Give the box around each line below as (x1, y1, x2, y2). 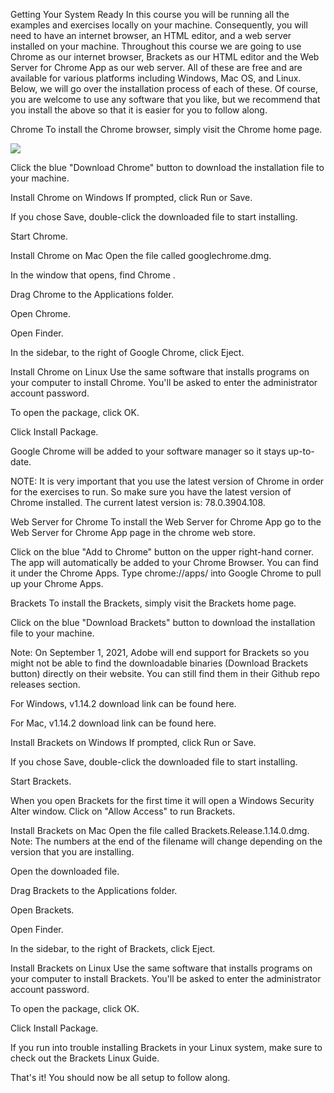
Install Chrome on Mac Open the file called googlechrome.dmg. (10, 250, 272, 261)
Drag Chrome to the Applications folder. (10, 289, 175, 300)
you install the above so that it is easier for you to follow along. (10, 104, 268, 116)
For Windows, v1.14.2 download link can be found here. (10, 698, 237, 709)
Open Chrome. (10, 308, 72, 319)
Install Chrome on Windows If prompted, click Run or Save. (10, 192, 253, 203)
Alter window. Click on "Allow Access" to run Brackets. (10, 805, 236, 817)
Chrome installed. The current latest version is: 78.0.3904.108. (10, 497, 266, 508)
